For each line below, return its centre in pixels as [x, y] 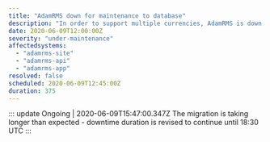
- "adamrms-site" [45, 53]
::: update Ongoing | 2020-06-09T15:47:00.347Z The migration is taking [129, 114]
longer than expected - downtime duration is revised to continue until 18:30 [133, 123]
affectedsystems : [38, 46]
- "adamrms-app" [43, 69]
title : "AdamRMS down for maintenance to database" [97, 16]
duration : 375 [32, 91]
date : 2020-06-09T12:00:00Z [56, 31]
